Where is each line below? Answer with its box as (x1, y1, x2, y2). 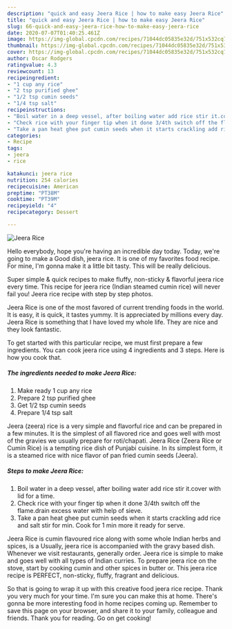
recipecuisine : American (7, 183, 79, 190)
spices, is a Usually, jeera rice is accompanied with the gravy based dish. (7, 541, 215, 550)
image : (7, 36, 26, 43)
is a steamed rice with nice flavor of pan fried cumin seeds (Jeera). (7, 451, 198, 459)
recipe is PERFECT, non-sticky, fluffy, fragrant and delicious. (7, 571, 180, 579)
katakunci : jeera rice (7, 170, 72, 177)
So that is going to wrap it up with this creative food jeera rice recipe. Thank (7, 584, 223, 592)
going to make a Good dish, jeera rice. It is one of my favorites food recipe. (7, 254, 220, 262)
